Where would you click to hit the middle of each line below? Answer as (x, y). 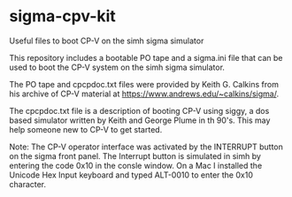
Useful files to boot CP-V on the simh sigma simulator (107, 41)
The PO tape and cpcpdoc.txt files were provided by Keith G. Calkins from (144, 84)
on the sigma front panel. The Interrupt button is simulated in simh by (135, 155)
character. (28, 184)
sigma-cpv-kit (63, 16)
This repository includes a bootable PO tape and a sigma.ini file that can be (146, 57)
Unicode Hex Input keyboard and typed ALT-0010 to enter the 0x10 (131, 175)
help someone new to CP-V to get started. (86, 129)
